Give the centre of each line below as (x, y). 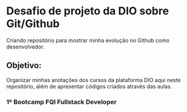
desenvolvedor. (25, 47)
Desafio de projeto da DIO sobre (87, 11)
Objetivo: (24, 66)
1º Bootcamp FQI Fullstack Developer (62, 102)
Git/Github (33, 24)
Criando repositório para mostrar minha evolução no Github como (88, 40)
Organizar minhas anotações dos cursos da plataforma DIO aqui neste (93, 80)
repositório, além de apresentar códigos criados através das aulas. (89, 86)
